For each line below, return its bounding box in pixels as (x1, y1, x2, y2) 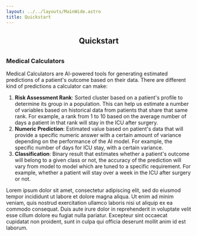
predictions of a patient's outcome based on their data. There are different (6, 77, 186, 84)
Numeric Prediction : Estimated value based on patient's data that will (14, 125, 183, 132)
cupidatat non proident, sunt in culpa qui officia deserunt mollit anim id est (6, 218, 186, 225)
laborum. (6, 224, 28, 231)
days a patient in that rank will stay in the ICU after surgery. (14, 119, 158, 127)
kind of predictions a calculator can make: (6, 83, 108, 90)
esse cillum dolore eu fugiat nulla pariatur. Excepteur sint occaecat (6, 212, 168, 219)
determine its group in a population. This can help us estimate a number (14, 101, 189, 108)
